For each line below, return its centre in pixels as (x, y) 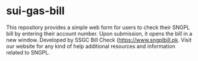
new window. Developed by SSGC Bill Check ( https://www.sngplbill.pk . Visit (99, 40)
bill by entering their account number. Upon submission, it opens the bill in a (99, 33)
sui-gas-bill (35, 11)
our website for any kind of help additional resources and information (91, 46)
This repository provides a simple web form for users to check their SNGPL (98, 27)
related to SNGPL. (28, 52)
